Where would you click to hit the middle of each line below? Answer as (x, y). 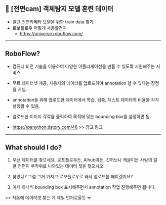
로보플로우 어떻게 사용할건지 (40, 28)
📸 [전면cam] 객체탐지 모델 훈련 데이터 (59, 9)
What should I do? (34, 148)
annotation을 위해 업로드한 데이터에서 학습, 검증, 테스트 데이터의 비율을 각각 (85, 100)
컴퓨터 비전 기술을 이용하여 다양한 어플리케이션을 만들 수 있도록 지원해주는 (83, 66)
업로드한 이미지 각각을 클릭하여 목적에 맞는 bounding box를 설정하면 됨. (82, 116)
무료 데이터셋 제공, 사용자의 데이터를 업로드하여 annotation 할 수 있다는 (81, 83)
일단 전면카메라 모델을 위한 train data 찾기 (53, 22)
